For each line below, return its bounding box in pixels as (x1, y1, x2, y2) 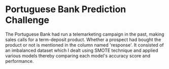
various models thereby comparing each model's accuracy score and (5, 52, 151, 59)
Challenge (5, 14, 50, 26)
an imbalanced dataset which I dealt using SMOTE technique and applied (5, 47, 158, 53)
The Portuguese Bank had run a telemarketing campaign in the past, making (5, 31, 164, 37)
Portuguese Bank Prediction (5, 4, 126, 15)
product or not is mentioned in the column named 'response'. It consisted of (5, 42, 164, 48)
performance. (5, 58, 34, 64)
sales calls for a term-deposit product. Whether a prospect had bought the (5, 37, 161, 43)
